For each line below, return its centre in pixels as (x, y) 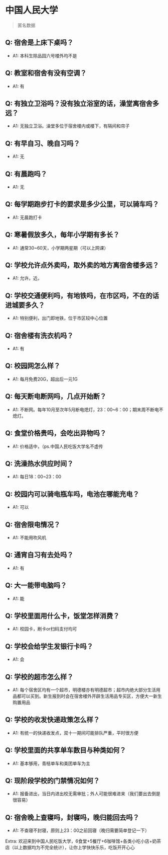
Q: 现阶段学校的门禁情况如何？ (53, 781)
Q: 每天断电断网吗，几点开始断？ (56, 396)
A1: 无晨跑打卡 (27, 217)
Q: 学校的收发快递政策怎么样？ (53, 720)
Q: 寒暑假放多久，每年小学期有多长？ (62, 235)
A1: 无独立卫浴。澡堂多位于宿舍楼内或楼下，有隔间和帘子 (71, 126)
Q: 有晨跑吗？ (26, 174)
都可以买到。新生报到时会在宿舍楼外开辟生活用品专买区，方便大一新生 (89, 696)
